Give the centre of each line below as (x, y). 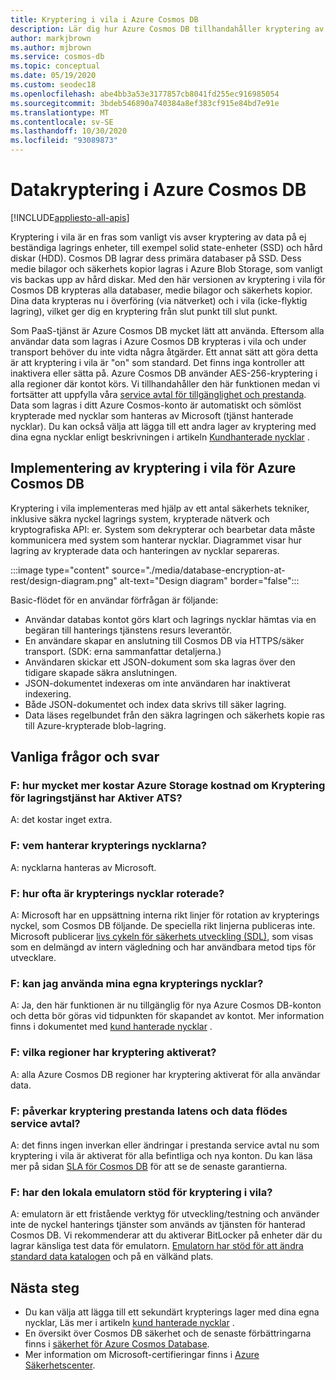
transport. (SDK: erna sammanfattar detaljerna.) (123, 651)
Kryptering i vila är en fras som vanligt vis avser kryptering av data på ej (158, 237)
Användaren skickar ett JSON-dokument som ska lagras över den (160, 662)
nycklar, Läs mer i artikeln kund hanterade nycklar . (129, 1323)
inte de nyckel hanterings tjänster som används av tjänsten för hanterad (158, 1225)
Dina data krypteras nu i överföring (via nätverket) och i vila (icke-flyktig (159, 300)
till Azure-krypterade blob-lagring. (95, 725)
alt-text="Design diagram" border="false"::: (209, 580)
